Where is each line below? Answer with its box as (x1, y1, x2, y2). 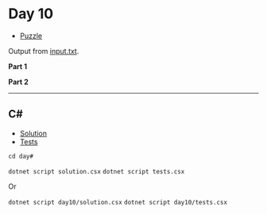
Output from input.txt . (8, 46, 79, 55)
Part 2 (8, 77, 29, 86)
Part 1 (8, 61, 28, 71)
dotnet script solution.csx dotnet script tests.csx (8, 167, 185, 175)
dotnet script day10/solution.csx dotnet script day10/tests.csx (8, 198, 228, 206)
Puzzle (19, 31, 43, 40)
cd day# (8, 152, 34, 160)
